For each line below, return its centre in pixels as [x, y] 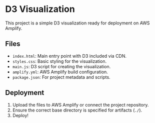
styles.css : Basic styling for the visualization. [59, 61]
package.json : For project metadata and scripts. [61, 77]
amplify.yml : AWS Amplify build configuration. [60, 72]
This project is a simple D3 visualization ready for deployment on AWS [77, 23]
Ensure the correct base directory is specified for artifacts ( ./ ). [77, 110]
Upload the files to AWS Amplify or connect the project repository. [80, 105]
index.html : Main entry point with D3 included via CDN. [69, 56]
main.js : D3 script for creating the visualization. [61, 66]
